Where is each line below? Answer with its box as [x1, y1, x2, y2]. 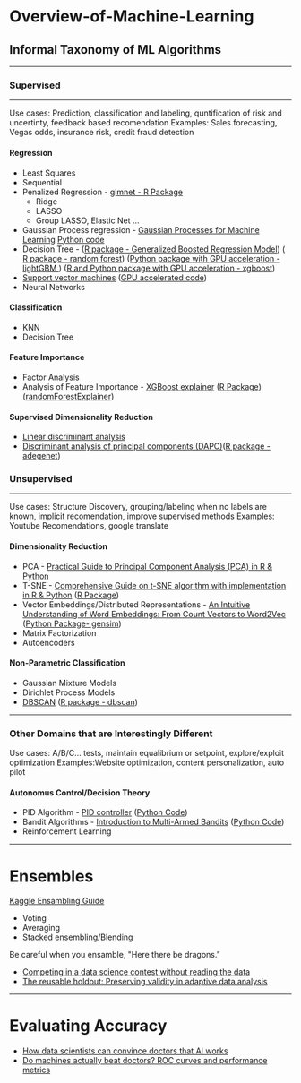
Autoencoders [21, 637, 75, 648]
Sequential [21, 176, 63, 187]
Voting [21, 913, 47, 924]
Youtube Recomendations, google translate [9, 520, 168, 531]
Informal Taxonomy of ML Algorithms [9, 42, 222, 57]
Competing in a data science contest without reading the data [21, 967, 251, 977]
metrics [21, 1064, 51, 1076]
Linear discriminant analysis [21, 432, 125, 443]
